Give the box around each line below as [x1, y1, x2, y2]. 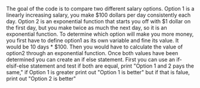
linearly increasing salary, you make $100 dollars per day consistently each [6, 11, 191, 19]
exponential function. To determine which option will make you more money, [6, 31, 194, 38]
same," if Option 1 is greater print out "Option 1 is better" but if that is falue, [6, 69, 190, 75]
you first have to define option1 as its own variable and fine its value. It [6, 37, 179, 44]
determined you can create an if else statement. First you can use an [6, 56, 176, 63]
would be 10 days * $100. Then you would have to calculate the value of [6, 43, 183, 50]
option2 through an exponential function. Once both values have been [6, 50, 179, 56]
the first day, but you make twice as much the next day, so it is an [6, 24, 167, 31]
